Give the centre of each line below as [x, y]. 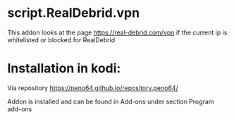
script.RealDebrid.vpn [73, 13]
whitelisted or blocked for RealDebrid [61, 39]
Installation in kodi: [64, 69]
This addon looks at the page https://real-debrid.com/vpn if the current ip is [117, 32]
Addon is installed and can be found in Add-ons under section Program [111, 101]
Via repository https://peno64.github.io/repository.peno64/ [93, 88]
